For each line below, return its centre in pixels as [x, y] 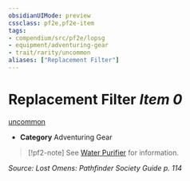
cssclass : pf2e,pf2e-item [51, 23]
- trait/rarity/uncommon [49, 53]
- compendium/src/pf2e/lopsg [57, 38]
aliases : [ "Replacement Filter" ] [64, 61]
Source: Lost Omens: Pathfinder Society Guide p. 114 [95, 167]
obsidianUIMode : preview [49, 16]
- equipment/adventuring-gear [59, 45]
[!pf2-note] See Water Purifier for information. [103, 152]
